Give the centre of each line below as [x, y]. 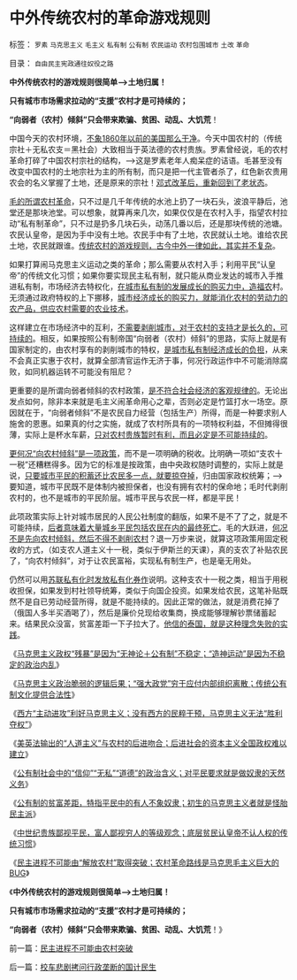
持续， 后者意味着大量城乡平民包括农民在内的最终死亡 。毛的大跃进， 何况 [156, 527]
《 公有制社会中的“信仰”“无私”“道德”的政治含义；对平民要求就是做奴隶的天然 [147, 773]
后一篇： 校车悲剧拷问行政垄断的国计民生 [83, 967]
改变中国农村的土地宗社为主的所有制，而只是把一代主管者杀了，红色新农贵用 [148, 171]
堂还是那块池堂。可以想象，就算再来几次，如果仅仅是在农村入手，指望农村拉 [148, 212]
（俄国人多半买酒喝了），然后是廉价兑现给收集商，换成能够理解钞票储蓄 [139, 612]
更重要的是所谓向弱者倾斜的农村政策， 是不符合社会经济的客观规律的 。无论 [145, 390]
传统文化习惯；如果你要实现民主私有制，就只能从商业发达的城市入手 [152, 275]
